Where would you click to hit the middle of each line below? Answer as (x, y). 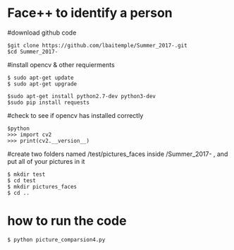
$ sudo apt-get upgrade (42, 84)
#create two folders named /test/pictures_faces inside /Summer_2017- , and (118, 154)
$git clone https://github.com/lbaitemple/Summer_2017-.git (98, 45)
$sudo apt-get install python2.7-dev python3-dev (82, 96)
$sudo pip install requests (49, 102)
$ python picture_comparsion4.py (56, 239)
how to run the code (67, 221)
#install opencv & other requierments (61, 64)
